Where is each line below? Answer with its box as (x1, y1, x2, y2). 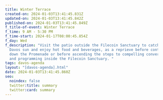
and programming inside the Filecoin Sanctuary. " (9, 56, 114, 61)
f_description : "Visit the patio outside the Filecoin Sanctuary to (5, 43, 147, 48)
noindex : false (9, 78, 40, 83)
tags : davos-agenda (5, 61, 45, 65)
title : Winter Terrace (5, 7, 51, 12)
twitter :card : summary (9, 87, 55, 92)
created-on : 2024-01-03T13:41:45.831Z (5, 12, 83, 16)
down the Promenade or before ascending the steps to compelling (9, 51, 145, 57)
